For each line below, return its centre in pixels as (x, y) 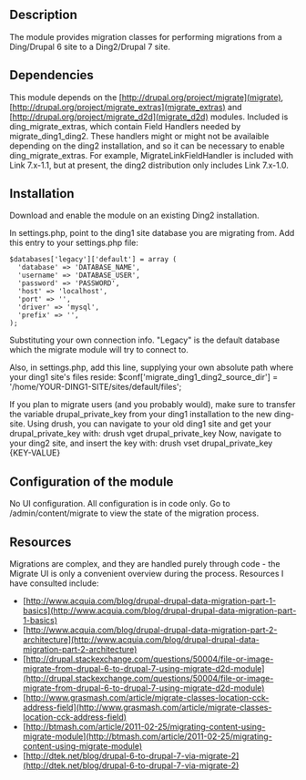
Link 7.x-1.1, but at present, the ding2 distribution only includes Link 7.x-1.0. (149, 165)
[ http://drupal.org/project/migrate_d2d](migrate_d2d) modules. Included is (149, 117)
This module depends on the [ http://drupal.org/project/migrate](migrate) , (147, 97)
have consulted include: (54, 583)
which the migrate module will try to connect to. (99, 350)
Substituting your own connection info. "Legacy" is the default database (145, 340)
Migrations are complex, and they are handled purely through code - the (145, 564)
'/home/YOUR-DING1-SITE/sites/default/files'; (96, 387)
